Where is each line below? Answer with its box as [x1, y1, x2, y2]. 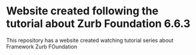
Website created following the [6, 4, 159, 18]
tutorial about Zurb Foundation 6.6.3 [6, 17, 191, 30]
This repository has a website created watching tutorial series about [6, 36, 174, 44]
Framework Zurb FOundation [6, 43, 78, 50]
